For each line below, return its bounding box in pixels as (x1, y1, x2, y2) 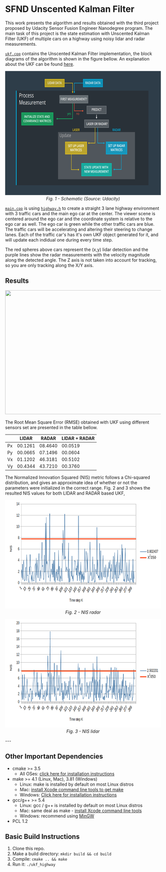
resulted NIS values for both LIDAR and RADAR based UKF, (5, 490, 125, 496)
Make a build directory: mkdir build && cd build (12, 851, 112, 857)
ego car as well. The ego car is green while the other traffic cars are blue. (5, 221, 155, 227)
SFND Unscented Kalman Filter (5, 3, 135, 15)
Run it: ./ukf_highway (12, 862, 56, 868)
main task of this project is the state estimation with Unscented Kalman (5, 30, 150, 36)
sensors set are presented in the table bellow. (5, 424, 98, 430)
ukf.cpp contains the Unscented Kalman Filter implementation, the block (5, 51, 152, 57)
